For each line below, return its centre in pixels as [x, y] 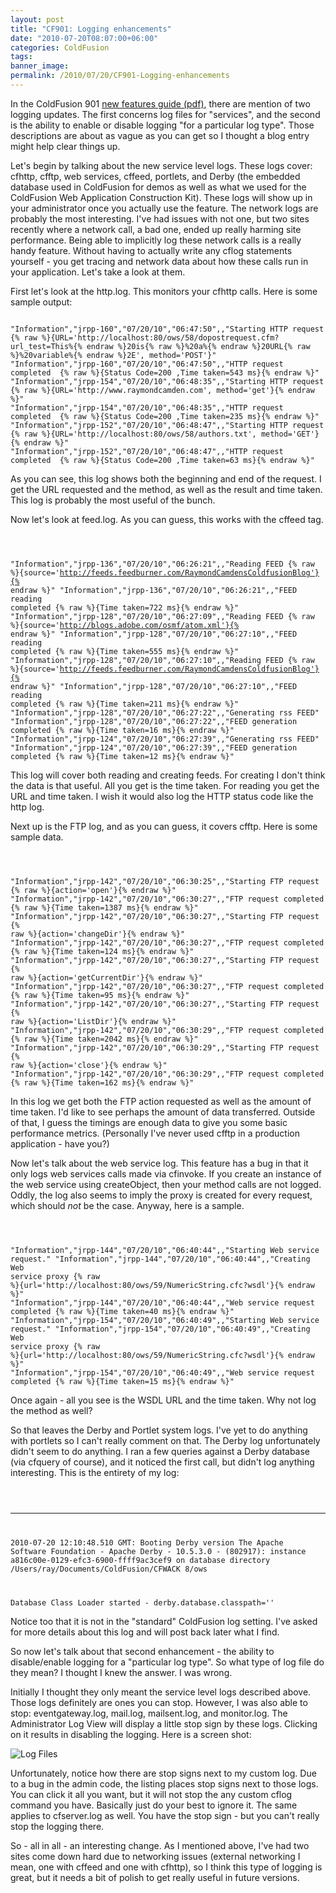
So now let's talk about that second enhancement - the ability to [142, 1651]
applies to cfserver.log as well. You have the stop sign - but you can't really [165, 1815]
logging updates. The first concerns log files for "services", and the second [165, 114]
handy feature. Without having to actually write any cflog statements [151, 250]
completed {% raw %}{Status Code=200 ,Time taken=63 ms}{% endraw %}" [162, 460]
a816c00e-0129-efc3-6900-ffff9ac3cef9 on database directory [140, 1560]
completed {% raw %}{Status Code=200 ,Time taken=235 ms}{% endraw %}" [165, 416]
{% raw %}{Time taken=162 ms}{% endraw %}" [102, 1082]
